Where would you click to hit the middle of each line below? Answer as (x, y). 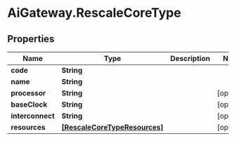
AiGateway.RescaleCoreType (94, 13)
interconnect (33, 116)
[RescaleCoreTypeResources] (112, 127)
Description (190, 59)
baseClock (29, 105)
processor (28, 93)
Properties (31, 39)
